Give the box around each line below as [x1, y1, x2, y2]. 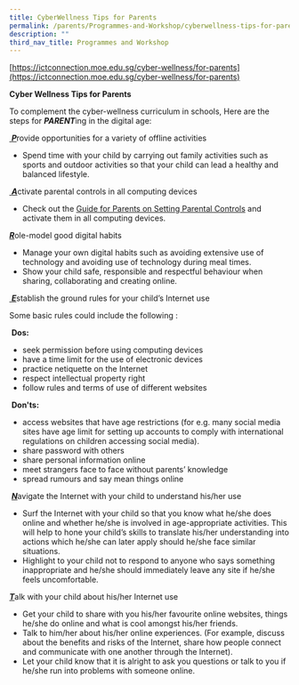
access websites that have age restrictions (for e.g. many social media [21, 417, 281, 428]
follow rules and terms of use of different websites [21, 383, 207, 393]
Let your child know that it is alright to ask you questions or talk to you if [21, 656, 287, 667]
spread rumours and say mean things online [21, 473, 184, 485]
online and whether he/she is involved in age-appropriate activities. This [21, 518, 287, 528]
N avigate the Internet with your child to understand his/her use [11, 491, 242, 502]
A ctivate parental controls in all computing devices [11, 186, 198, 197]
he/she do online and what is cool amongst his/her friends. [21, 618, 238, 629]
